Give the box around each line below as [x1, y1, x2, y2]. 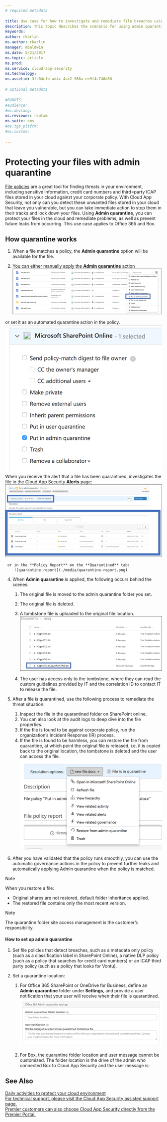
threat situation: [12, 701, 45, 708]
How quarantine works [5, 235, 77, 243]
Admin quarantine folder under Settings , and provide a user [19, 988, 144, 994]
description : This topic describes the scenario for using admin [5, 24, 143, 29]
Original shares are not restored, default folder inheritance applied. [12, 895, 149, 901]
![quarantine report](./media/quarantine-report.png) [14, 567, 128, 573]
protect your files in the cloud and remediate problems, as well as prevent [5, 215, 156, 221]
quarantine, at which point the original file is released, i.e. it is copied [19, 743, 161, 749]
